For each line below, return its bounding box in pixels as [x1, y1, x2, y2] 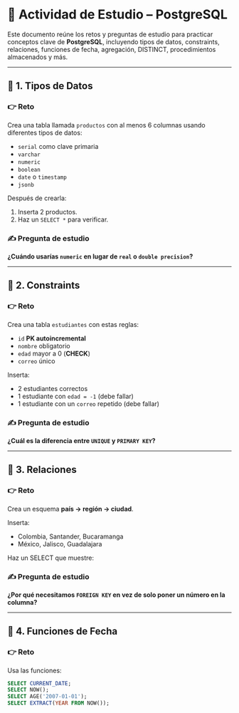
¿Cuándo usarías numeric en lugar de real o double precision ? [7, 252, 193, 261]
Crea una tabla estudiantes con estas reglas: [7, 320, 139, 328]
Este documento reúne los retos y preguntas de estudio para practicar [7, 30, 213, 38]
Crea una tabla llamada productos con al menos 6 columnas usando [7, 120, 206, 129]
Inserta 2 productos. [17, 207, 78, 216]
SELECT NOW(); [7, 687, 50, 694]
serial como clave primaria [17, 142, 99, 150]
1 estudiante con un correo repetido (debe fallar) [17, 399, 160, 408]
